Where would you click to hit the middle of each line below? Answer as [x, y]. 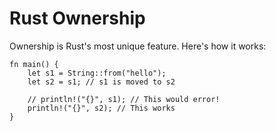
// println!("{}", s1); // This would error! [124, 99]
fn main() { [34, 64]
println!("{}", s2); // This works [101, 108]
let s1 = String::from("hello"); [97, 73]
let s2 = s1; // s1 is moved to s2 [101, 82]
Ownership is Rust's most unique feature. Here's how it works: [138, 46]
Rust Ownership [77, 18]
